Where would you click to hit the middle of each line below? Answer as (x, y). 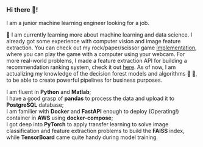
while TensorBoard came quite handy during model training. (82, 137)
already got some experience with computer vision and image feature (94, 41)
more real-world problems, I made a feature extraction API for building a (97, 61)
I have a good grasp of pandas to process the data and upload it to (91, 99)
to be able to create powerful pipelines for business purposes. (84, 80)
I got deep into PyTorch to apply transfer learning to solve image (87, 124)
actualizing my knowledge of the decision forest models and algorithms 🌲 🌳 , (102, 74)
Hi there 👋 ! (22, 10)
